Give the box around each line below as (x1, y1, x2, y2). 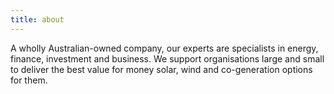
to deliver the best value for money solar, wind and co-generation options (10, 63, 313, 75)
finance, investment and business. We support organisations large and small (10, 52, 325, 65)
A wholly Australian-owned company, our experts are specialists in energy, (10, 42, 319, 54)
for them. (10, 74, 48, 86)
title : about (10, 14, 65, 25)
